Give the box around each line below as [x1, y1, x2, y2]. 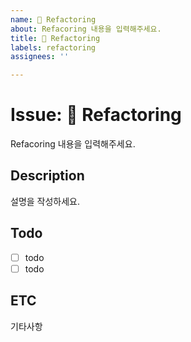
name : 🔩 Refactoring [10, 14, 97, 25]
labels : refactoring [10, 42, 97, 53]
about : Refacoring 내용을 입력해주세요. [10, 24, 162, 34]
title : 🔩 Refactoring [10, 33, 101, 43]
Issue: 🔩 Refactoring [10, 104, 182, 126]
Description [10, 167, 85, 185]
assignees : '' [10, 52, 70, 62]
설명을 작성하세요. [10, 195, 81, 207]
